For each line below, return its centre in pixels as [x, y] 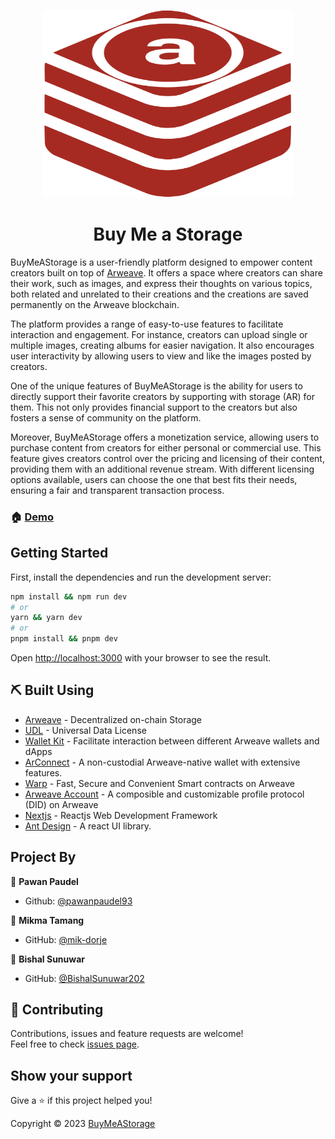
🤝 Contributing [57, 1010]
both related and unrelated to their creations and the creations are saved [159, 294]
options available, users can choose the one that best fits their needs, [154, 479]
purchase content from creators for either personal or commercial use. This [166, 447]
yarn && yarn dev [46, 618]
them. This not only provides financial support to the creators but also [154, 407]
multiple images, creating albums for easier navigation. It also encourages [162, 345]
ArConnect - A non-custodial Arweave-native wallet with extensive [162, 762]
